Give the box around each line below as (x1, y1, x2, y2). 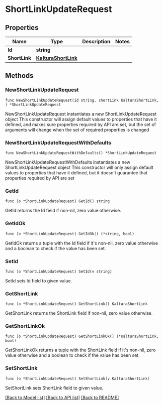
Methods (5, 71, 34, 80)
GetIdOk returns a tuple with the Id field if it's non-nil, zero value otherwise (5, 240, 158, 246)
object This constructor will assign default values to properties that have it (5, 116, 157, 122)
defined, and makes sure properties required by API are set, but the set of (5, 121, 157, 128)
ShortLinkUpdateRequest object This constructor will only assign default (5, 164, 154, 170)
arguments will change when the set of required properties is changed (5, 127, 149, 133)
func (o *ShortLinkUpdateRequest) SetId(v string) (5, 269, 112, 274)
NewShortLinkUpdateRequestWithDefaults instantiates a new (5, 159, 131, 165)
